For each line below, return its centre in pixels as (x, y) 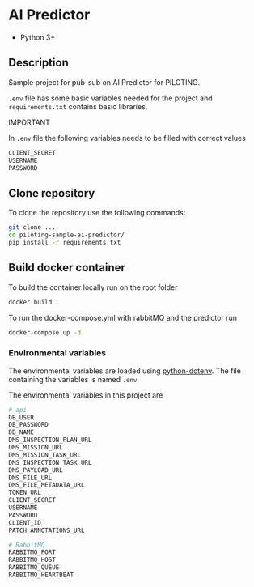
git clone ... (32, 228)
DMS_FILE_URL (30, 478)
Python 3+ (38, 37)
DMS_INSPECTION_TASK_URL (50, 462)
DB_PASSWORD (28, 425)
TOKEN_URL (25, 493)
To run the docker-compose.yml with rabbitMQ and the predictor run (123, 317)
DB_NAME (21, 432)
